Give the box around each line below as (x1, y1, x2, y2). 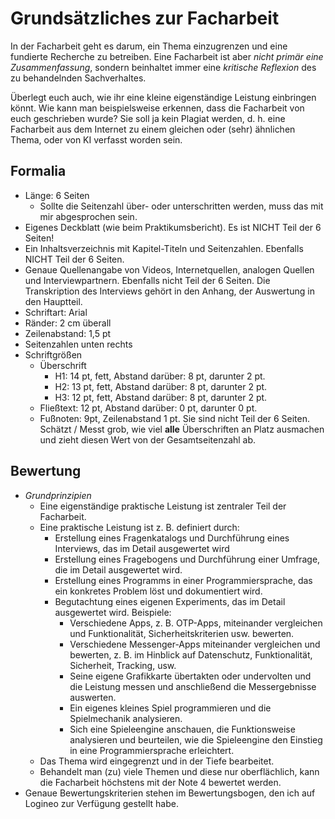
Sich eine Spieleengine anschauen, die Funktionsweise (69, 723, 296, 735)
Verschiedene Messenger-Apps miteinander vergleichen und (69, 638, 321, 650)
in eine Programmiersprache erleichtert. (69, 744, 235, 756)
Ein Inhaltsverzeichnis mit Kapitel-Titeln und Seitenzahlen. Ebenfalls (24, 242, 304, 254)
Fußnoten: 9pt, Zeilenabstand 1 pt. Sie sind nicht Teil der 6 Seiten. (39, 412, 310, 424)
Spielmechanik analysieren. (69, 712, 183, 724)
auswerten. (69, 691, 117, 703)
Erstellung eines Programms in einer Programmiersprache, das (54, 574, 313, 586)
